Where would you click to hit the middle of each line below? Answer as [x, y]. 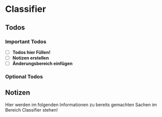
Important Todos [26, 42]
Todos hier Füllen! [31, 52]
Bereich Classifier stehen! [32, 110]
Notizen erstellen [30, 58]
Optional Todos [24, 76]
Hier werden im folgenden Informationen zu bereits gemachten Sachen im [81, 105]
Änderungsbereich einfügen [42, 63]
